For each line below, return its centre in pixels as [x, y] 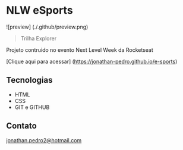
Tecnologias [29, 80]
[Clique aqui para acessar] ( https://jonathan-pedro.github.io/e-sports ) [92, 61]
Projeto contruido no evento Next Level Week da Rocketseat [80, 50]
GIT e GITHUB [32, 107]
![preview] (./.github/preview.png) [47, 27]
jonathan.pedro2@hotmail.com [44, 140]
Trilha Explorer [39, 38]
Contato [21, 126]
